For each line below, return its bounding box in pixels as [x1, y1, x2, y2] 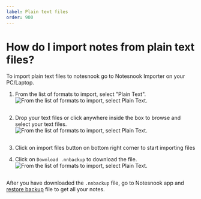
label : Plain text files [6, 8, 68, 15]
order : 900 [6, 14, 34, 20]
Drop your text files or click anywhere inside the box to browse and [14, 114, 181, 122]
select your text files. [14, 120, 67, 128]
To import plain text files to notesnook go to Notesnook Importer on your [6, 73, 185, 80]
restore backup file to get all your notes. [6, 186, 105, 193]
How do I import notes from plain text [6, 40, 195, 54]
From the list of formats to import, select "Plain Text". [14, 91, 146, 98]
